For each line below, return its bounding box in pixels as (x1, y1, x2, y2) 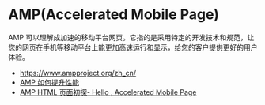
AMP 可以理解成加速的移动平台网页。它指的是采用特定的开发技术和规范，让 (8, 32, 255, 42)
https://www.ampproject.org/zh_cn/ (19, 68, 137, 77)
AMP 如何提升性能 (19, 77, 79, 87)
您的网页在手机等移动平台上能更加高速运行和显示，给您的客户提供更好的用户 (8, 42, 258, 52)
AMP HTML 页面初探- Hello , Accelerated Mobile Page (19, 87, 197, 96)
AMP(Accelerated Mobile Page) (8, 6, 220, 24)
